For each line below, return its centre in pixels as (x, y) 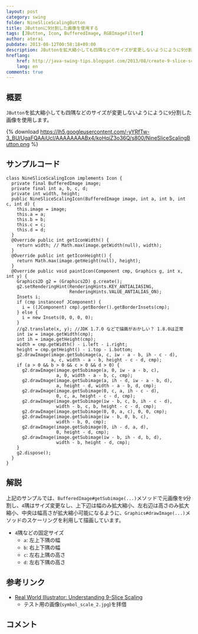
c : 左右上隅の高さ (44, 554)
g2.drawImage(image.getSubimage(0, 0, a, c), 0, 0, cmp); (94, 411)
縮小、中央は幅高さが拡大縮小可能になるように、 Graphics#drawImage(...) (96, 513)
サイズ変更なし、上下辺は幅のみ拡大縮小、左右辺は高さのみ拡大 (112, 505)
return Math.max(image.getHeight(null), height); (79, 261)
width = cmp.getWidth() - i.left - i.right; (72, 344)
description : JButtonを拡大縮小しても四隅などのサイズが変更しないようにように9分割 (99, 50)
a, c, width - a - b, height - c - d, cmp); (106, 360)
